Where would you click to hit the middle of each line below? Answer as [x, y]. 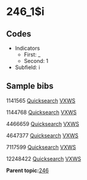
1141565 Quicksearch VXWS [41, 100]
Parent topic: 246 [28, 170]
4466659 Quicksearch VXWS [43, 124]
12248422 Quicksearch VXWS [44, 158]
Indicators [27, 48]
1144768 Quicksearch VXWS [41, 112]
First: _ [32, 55]
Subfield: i [27, 67]
